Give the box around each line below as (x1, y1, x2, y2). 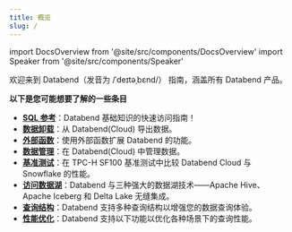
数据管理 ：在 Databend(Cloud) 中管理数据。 (21, 145, 185, 157)
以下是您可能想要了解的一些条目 (9, 93, 127, 104)
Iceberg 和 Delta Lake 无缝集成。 (53, 190, 175, 202)
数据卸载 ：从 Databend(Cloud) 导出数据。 (21, 123, 177, 134)
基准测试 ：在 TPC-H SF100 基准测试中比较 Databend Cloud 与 (21, 157, 252, 168)
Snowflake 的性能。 (21, 168, 96, 179)
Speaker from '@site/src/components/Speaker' (9, 56, 184, 66)
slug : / (9, 21, 39, 30)
